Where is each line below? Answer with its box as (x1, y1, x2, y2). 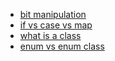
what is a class (19, 30, 82, 41)
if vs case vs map (19, 19, 93, 31)
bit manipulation (19, 9, 87, 20)
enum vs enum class (19, 40, 105, 52)
